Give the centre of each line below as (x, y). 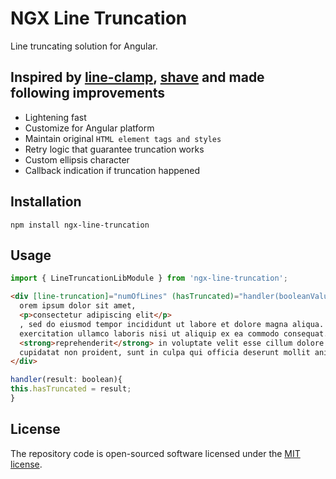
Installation (46, 202)
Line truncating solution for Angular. (84, 46)
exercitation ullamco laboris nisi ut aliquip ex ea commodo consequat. (174, 333)
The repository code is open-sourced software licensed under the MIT (155, 453)
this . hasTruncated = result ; (71, 389)
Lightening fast (55, 117)
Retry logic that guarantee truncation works (114, 149)
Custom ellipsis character (77, 159)
